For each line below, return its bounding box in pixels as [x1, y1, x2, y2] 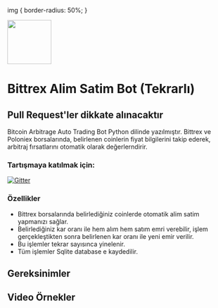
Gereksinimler [7, 267, 71, 279]
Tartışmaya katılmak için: [7, 160, 95, 170]
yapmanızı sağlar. [17, 217, 69, 226]
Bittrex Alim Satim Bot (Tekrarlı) [7, 81, 195, 97]
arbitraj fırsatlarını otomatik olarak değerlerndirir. [7, 142, 148, 151]
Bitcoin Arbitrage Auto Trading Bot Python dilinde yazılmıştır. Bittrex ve [7, 128, 212, 136]
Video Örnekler [7, 292, 76, 304]
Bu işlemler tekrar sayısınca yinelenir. [17, 240, 125, 248]
